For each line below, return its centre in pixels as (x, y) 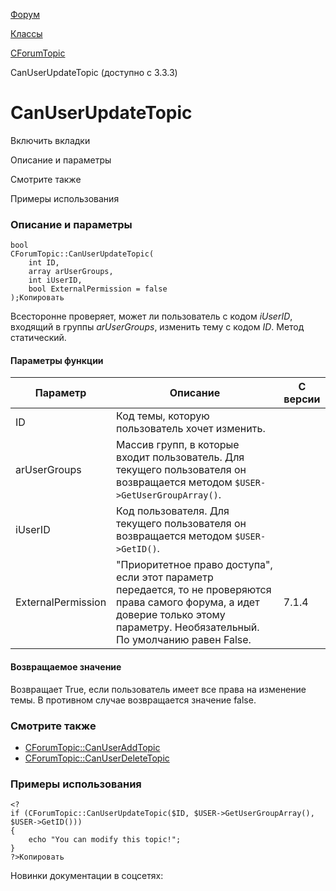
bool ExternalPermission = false (98, 289)
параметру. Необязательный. (188, 627)
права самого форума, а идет (188, 602)
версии (302, 399)
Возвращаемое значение (66, 667)
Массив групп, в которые (178, 445)
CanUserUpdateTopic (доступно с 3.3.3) (94, 72)
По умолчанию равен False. (184, 640)
